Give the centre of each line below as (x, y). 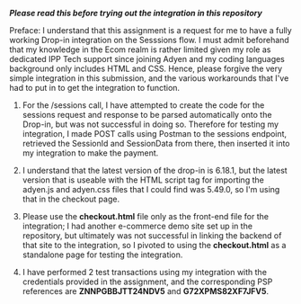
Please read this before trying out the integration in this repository (136, 13)
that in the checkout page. (71, 199)
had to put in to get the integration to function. (95, 88)
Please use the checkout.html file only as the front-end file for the (146, 216)
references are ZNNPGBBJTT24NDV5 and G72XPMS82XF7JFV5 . (146, 291)
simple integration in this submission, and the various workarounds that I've (149, 78)
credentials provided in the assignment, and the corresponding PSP (147, 282)
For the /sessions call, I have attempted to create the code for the (143, 105)
